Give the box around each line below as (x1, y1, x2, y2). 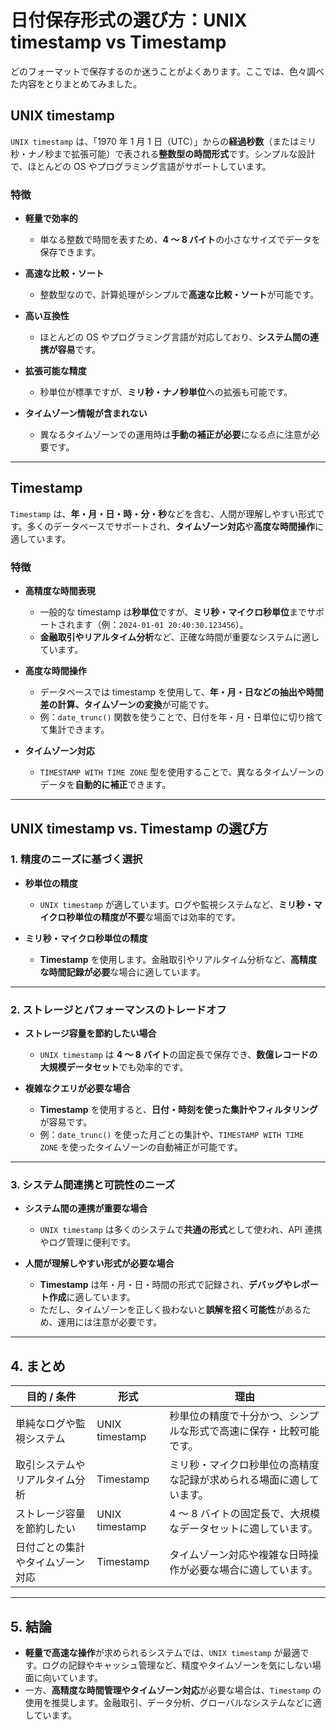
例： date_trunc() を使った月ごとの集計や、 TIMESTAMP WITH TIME (39, 1129, 304, 1141)
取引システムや (15, 1458, 86, 1472)
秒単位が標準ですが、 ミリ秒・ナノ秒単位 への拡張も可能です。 (39, 386, 293, 398)
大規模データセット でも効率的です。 (39, 1061, 189, 1073)
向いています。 (42, 1672, 103, 1684)
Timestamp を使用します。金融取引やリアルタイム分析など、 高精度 (39, 953, 318, 965)
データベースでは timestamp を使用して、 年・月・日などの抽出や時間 (39, 686, 324, 698)
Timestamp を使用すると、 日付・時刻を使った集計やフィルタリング (39, 1104, 318, 1116)
